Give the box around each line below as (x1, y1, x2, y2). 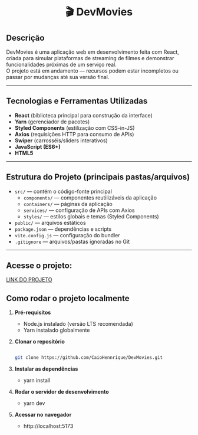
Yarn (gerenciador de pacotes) (14, 118, 90, 125)
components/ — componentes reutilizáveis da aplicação (23, 194, 157, 201)
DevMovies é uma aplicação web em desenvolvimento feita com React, (6, 48, 180, 55)
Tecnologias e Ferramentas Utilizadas (6, 96, 148, 106)
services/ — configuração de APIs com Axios (23, 207, 135, 214)
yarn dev (23, 400, 45, 407)
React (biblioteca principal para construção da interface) (14, 112, 153, 119)
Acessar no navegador (14, 411, 72, 418)
